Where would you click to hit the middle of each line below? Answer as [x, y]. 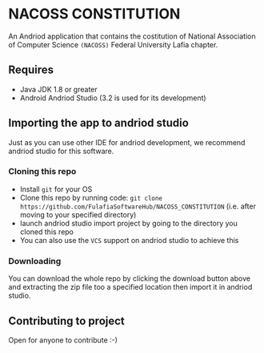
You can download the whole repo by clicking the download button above [129, 278]
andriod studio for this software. [61, 151]
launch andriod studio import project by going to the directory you [129, 223]
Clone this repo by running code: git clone [91, 197]
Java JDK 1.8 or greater [58, 89]
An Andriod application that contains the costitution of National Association [132, 36]
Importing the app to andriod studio [99, 123]
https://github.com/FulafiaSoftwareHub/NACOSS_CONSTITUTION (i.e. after [138, 206]
